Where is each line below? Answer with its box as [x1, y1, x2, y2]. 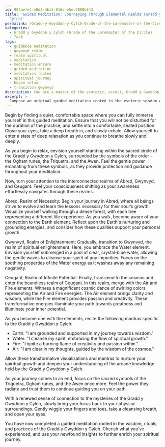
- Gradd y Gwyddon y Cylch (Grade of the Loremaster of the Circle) [9, 30, 153, 35]
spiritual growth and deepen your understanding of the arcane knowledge [5, 361, 155, 367]
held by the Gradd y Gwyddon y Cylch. [5, 366, 83, 372]
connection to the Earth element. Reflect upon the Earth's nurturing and [5, 219, 150, 225]
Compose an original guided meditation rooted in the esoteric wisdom [9, 99, 157, 104]
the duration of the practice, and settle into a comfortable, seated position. [5, 122, 156, 128]
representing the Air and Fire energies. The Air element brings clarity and [5, 291, 153, 297]
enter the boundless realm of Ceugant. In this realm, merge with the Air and [5, 280, 158, 286]
